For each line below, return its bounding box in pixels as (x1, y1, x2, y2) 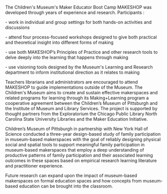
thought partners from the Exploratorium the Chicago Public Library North (5, 111, 157, 117)
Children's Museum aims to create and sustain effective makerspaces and (5, 90, 158, 95)
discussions (5, 24, 30, 30)
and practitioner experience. (5, 163, 63, 169)
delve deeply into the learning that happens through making (5, 54, 128, 60)
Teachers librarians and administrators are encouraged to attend (5, 79, 138, 85)
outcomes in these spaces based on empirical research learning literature (5, 158, 157, 164)
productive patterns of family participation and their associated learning (5, 152, 153, 158)
